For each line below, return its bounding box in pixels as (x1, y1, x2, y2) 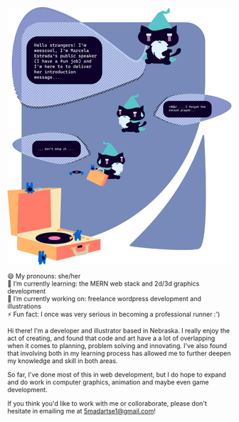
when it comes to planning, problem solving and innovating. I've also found (7, 341, 228, 350)
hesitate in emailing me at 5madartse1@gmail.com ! (7, 406, 156, 415)
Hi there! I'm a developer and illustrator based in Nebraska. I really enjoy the (7, 326, 230, 335)
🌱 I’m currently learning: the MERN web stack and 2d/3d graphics (7, 279, 200, 288)
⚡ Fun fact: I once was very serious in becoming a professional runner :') (7, 310, 221, 318)
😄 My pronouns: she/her (7, 271, 81, 280)
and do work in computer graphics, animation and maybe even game (7, 377, 209, 386)
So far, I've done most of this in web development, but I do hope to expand (7, 370, 226, 379)
